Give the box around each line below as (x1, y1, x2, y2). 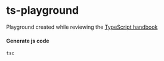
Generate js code (6, 37, 49, 44)
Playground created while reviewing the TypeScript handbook (6, 23, 158, 30)
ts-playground (6, 4, 79, 17)
